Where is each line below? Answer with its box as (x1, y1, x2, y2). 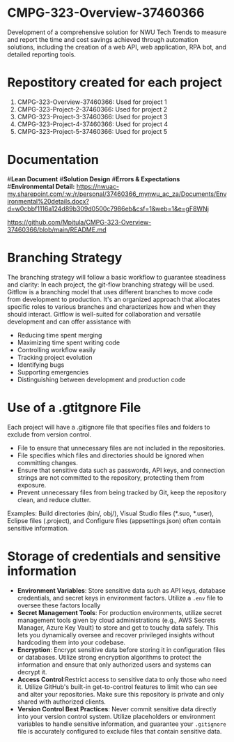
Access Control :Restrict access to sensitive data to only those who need (17, 675, 227, 683)
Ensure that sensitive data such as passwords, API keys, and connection (17, 466, 225, 474)
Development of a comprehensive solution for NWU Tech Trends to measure (7, 28, 227, 36)
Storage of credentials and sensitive (7, 548, 221, 564)
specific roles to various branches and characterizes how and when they (7, 302, 216, 311)
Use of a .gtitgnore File (7, 400, 141, 416)
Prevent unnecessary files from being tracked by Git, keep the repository (17, 488, 227, 497)
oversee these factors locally (17, 601, 101, 609)
